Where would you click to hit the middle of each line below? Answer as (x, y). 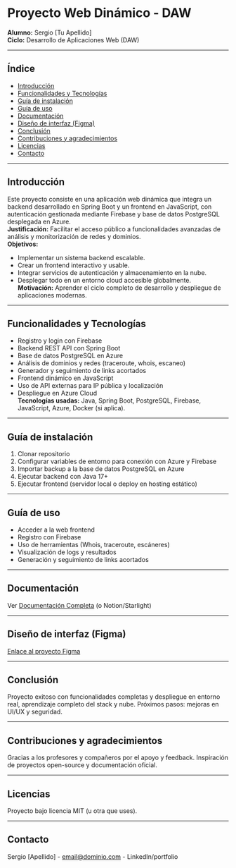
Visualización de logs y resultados (67, 552)
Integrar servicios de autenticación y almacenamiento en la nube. (112, 272)
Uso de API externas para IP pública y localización (90, 386)
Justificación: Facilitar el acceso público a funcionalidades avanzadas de (114, 229)
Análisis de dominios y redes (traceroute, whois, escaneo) (101, 363)
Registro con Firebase (49, 537)
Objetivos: (23, 244)
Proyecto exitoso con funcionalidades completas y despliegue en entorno (114, 697)
